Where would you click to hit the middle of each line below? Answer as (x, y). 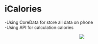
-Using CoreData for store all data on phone (49, 22)
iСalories (23, 9)
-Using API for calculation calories (39, 27)
